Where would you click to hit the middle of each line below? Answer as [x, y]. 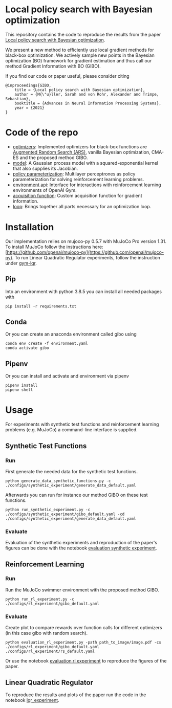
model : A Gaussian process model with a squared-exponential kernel [85, 163]
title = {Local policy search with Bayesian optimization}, [80, 90]
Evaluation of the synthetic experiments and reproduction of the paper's [81, 543]
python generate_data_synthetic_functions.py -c [58, 481]
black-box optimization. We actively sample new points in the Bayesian [80, 55]
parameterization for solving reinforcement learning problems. [78, 179]
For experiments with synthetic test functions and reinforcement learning [82, 424]
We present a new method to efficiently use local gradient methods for [80, 50]
